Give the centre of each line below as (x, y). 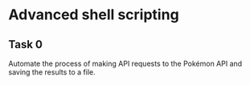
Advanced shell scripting (94, 15)
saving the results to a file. (52, 72)
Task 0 (25, 45)
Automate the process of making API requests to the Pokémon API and (125, 63)
